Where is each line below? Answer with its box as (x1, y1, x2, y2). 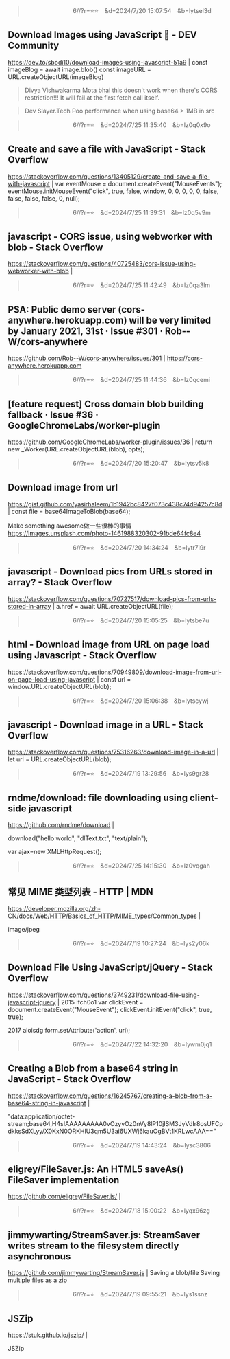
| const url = (97, 675, 131, 683)
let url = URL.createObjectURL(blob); (8, 755, 112, 763)
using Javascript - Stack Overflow (8, 649, 157, 662)
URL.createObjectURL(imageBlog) (8, 72, 104, 81)
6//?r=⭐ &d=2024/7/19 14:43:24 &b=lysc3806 (72, 1141, 212, 1149)
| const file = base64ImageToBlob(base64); (8, 507, 131, 515)
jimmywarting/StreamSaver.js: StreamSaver (8, 1229, 201, 1241)
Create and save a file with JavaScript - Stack (8, 144, 206, 155)
